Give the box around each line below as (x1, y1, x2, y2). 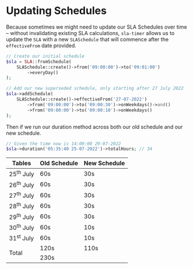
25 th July (9, 169, 34, 179)
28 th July (9, 201, 34, 211)
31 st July (9, 233, 34, 243)
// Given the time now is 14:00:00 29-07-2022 (6, 141, 121, 146)
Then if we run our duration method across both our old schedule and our (6, 123, 183, 130)
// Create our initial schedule (6, 53, 85, 59)
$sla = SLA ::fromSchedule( (6, 58, 72, 65)
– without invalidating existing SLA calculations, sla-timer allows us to (6, 29, 175, 36)
